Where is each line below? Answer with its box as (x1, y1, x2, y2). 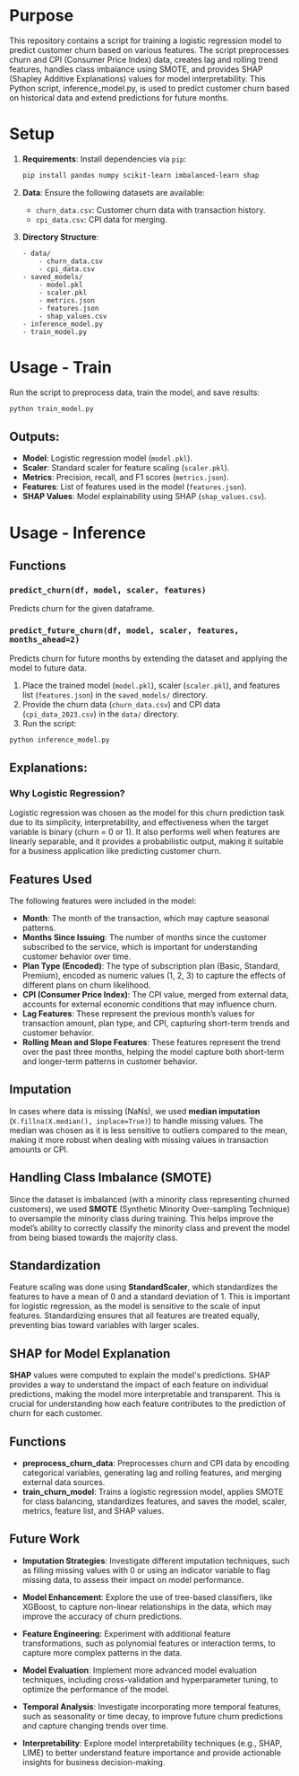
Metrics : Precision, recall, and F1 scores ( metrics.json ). (21, 472, 229, 483)
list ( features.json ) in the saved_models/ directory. (21, 689, 209, 700)
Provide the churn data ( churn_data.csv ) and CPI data (21, 699, 221, 709)
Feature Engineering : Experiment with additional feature (21, 1628, 231, 1639)
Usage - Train (9, 356, 112, 377)
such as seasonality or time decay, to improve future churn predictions (21, 1710, 284, 1721)
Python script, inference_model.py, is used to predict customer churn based (9, 83, 290, 93)
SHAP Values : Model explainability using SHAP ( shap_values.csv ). (21, 491, 267, 502)
